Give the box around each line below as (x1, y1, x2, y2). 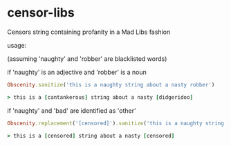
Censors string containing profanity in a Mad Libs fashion (7, 28, 171, 36)
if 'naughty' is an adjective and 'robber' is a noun (7, 68, 147, 76)
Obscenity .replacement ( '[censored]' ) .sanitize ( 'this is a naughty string (7, 120, 225, 127)
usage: (7, 41, 27, 49)
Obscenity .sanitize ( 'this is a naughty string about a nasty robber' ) (7, 81, 215, 88)
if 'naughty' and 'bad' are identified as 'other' (7, 106, 136, 115)
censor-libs (7, 5, 75, 21)
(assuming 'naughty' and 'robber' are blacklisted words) (7, 54, 167, 63)
